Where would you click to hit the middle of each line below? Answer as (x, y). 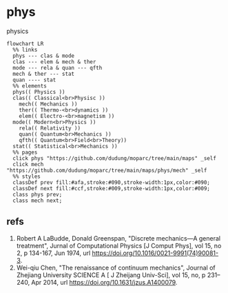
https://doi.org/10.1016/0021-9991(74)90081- (155, 253)
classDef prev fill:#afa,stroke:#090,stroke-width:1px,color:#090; (112, 182)
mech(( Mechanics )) (48, 104)
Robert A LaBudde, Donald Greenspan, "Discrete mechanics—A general (118, 238)
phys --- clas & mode (44, 56)
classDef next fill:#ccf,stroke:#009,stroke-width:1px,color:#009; (112, 188)
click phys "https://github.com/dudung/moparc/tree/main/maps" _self (114, 158)
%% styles (27, 176)
